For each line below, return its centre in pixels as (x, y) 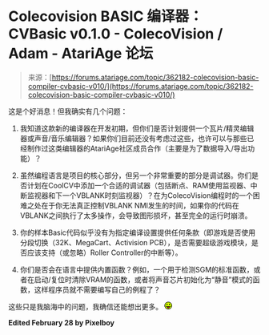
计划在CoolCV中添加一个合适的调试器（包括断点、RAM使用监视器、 (139, 185)
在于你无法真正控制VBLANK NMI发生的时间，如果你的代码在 (141, 205)
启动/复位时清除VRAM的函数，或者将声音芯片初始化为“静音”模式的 (144, 279)
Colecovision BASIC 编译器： (106, 16)
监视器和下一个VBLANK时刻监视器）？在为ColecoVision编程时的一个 (140, 195)
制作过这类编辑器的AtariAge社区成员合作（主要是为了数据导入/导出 (137, 148)
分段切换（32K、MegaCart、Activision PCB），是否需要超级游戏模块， (136, 242)
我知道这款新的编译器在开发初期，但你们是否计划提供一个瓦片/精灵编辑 (137, 128)
